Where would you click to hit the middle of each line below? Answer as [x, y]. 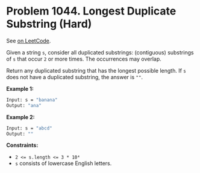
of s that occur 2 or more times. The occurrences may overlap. [84, 59]
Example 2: [20, 117]
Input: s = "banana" [32, 100]
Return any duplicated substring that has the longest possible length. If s [96, 70]
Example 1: [20, 88]
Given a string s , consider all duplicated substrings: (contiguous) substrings [100, 52]
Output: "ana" [24, 105]
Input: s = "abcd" [29, 128]
